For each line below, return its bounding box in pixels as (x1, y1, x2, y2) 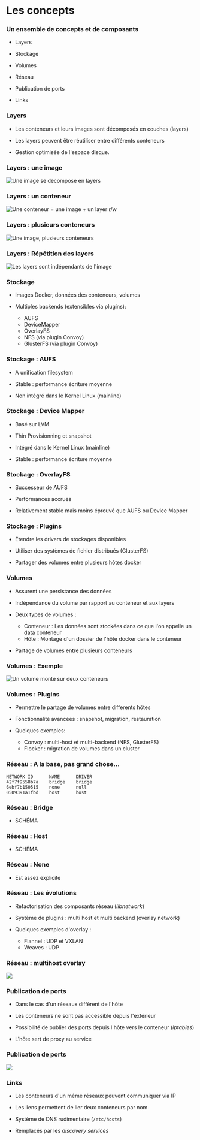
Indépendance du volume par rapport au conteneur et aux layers (14, 599, 175, 606)
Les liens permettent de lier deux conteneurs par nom (14, 1104, 148, 1111)
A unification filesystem (14, 369, 74, 376)
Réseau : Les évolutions (6, 889, 77, 897)
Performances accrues (14, 496, 72, 503)
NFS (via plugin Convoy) (23, 334, 84, 341)
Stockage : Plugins (6, 522, 62, 530)
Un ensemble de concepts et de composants (6, 25, 139, 34)
